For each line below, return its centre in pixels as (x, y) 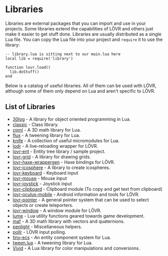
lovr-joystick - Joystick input (42, 184)
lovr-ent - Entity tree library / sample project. (59, 151)
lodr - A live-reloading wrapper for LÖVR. (55, 146)
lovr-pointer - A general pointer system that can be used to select (81, 200)
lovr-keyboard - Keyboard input (45, 173)
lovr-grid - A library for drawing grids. (52, 157)
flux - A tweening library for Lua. (46, 135)
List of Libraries (30, 107)
